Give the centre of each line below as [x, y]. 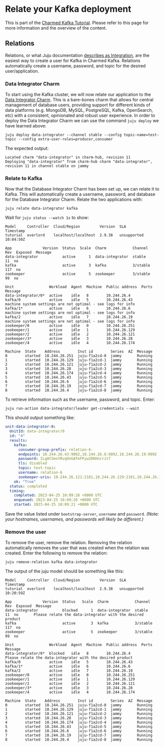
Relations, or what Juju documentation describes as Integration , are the [77, 55]
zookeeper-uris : [35, 477]
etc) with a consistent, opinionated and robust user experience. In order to [80, 115]
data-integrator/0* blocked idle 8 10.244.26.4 [68, 653]
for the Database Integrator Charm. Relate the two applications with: [74, 199]
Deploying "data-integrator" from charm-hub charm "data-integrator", [79, 162]
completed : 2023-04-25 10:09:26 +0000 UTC [58, 495]
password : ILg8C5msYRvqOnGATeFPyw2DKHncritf [64, 459]
